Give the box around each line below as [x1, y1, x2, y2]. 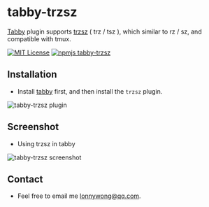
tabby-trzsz [7, 4, 78, 20]
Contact [7, 173, 43, 185]
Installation [7, 69, 57, 80]
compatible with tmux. [7, 34, 71, 43]
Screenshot [7, 121, 59, 133]
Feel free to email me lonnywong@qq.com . [17, 192, 141, 200]
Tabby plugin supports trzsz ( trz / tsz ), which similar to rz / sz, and [7, 27, 202, 36]
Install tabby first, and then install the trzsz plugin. [17, 87, 163, 95]
